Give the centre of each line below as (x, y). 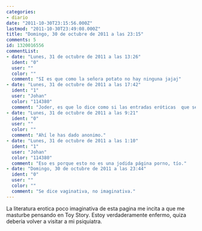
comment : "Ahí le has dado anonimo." (59, 135)
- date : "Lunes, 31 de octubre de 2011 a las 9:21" (72, 113)
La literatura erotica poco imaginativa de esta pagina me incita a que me (96, 208)
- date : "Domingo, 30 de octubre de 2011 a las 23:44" (76, 169)
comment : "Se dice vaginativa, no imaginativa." (74, 191)
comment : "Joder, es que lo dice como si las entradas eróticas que (100, 107)
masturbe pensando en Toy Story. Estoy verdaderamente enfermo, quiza (96, 215)
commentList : (23, 51)
